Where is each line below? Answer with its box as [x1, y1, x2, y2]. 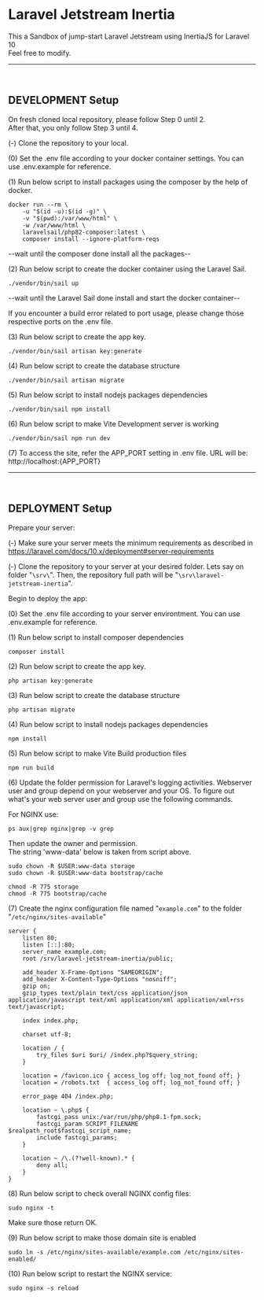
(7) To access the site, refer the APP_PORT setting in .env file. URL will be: [8, 448, 249, 457]
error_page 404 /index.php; [22, 1092, 114, 1100]
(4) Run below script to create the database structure [8, 360, 181, 371]
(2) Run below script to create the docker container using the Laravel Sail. [8, 264, 247, 273]
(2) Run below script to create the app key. [8, 661, 147, 670]
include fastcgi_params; [36, 1133, 118, 1142]
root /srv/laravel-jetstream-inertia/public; [22, 955, 174, 962]
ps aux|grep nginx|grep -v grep [8, 825, 114, 833]
